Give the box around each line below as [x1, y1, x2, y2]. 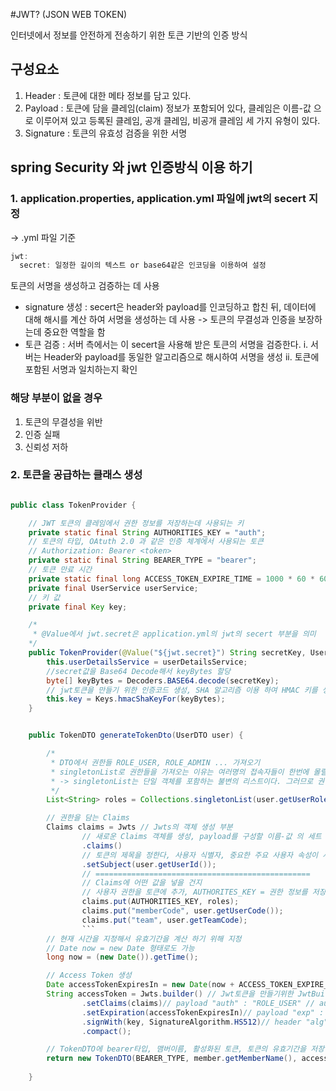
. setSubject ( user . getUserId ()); [81, 859, 217, 869]
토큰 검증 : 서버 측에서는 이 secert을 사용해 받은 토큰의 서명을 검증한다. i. [24, 339, 309, 351]
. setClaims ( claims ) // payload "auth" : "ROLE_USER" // [81, 998, 315, 1008]
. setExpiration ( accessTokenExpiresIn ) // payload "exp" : [81, 1007, 325, 1018]
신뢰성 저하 [24, 440, 69, 453]
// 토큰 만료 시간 [28, 565, 93, 575]
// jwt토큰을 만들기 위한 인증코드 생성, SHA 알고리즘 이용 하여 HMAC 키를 [46, 685, 318, 695]
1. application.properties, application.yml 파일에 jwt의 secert [10, 192, 307, 206]
